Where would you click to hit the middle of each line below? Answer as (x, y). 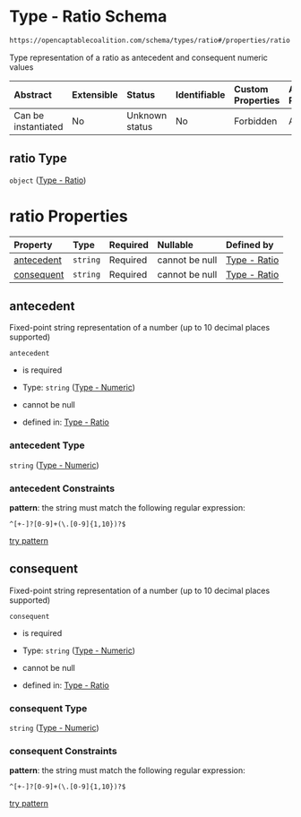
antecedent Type (47, 445)
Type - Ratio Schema (88, 17)
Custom (251, 89)
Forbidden (256, 121)
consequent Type (48, 708)
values (21, 67)
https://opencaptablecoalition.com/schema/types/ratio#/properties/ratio (150, 40)
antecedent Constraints (62, 488)
